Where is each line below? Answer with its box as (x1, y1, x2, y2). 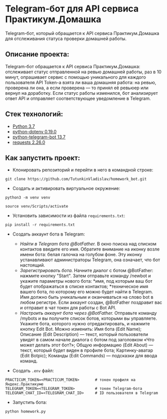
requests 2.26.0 (12, 139, 45, 145)
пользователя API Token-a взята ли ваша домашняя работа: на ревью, (5, 79, 156, 85)
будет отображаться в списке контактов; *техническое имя (20, 284, 149, 290)
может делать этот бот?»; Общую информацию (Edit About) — (20, 342, 153, 348)
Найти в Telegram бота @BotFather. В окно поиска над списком (20, 241, 157, 247)
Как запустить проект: (5, 153, 80, 162)
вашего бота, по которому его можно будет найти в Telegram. (20, 289, 153, 295)
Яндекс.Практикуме (5, 382, 44, 387)
